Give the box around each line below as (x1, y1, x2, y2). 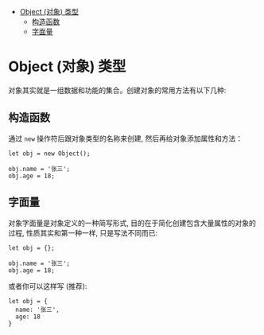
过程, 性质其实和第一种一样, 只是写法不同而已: (8, 228, 157, 237)
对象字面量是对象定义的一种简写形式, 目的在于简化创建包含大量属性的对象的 (8, 218, 256, 228)
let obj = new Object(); (8, 150, 91, 158)
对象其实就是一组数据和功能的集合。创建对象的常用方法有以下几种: (8, 85, 227, 95)
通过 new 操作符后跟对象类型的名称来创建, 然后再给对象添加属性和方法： (8, 134, 243, 143)
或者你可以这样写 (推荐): (8, 281, 87, 290)
